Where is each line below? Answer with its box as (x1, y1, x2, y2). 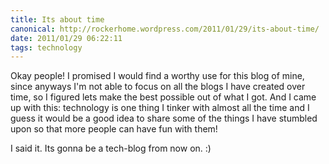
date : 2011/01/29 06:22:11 (10, 33, 123, 43)
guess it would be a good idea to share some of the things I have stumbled (10, 112, 318, 125)
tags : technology (10, 42, 83, 53)
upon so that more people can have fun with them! (10, 123, 218, 135)
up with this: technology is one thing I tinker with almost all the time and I (10, 102, 310, 114)
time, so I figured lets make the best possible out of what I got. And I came (10, 91, 317, 103)
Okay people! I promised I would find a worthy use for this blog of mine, (10, 70, 305, 82)
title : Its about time (10, 14, 105, 25)
